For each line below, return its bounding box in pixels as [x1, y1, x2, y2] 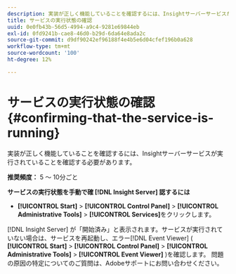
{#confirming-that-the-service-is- [7, 110, 214, 126]
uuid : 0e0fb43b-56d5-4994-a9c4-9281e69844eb [7, 23, 140, 30]
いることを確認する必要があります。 [31, 157, 136, 166]
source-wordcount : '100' [7, 50, 80, 57]
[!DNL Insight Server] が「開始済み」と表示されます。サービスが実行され [7, 225, 217, 233]
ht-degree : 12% [7, 56, 52, 63]
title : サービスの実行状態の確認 [7, 17, 93, 24]
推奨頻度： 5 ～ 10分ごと [7, 173, 79, 181]
